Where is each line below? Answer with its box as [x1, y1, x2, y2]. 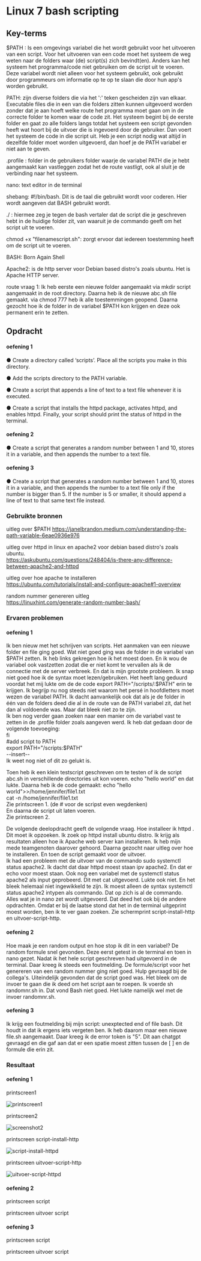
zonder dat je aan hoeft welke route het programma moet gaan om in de [6, 107, 184, 114]
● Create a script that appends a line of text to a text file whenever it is [6, 386, 182, 393]
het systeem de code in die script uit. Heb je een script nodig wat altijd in [6, 132, 187, 140]
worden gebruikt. [6, 82, 49, 90]
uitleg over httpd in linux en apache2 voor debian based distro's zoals [6, 543, 179, 551]
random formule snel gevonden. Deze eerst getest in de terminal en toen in [6, 948, 192, 955]
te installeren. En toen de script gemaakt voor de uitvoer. [6, 851, 146, 858]
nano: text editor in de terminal [6, 182, 82, 188]
